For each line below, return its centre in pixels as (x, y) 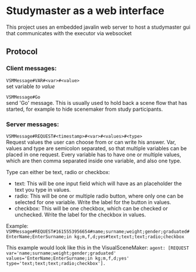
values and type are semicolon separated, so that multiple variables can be (97, 148)
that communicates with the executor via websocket (69, 33)
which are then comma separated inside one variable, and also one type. (94, 161)
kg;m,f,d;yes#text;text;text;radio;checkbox (129, 237)
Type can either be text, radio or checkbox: (58, 172)
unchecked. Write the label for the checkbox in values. (80, 215)
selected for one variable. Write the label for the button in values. (93, 202)
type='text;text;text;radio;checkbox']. (56, 263)
